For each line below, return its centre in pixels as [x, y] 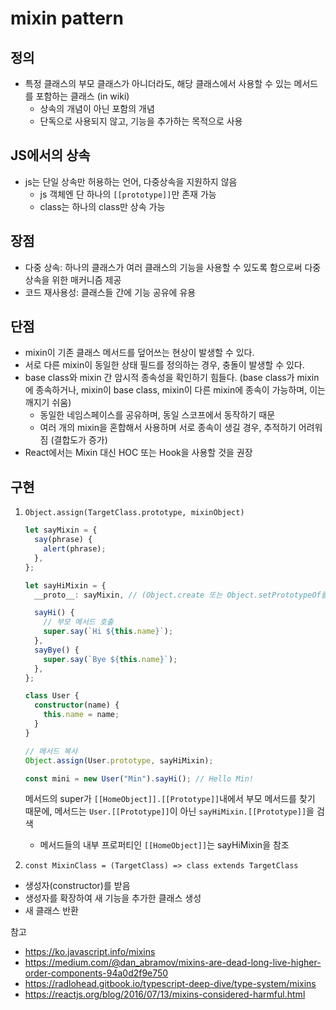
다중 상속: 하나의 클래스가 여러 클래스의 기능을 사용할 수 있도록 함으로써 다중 [173, 267]
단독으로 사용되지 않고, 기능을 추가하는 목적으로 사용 [141, 121]
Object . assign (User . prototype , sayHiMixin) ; [119, 760]
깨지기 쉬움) [48, 403]
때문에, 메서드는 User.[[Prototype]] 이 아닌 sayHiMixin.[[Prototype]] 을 [169, 811]
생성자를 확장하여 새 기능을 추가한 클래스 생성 [113, 898]
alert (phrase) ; [75, 549]
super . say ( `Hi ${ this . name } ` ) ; [108, 632]
